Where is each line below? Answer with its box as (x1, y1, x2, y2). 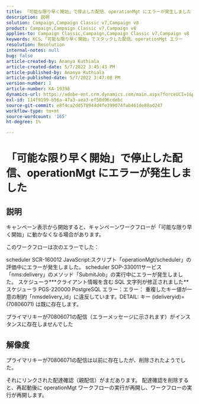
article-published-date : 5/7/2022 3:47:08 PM (6, 75, 120, 81)
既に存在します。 (40, 301, 82, 308)
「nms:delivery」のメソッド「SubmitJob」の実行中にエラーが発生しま (6, 271, 178, 278)
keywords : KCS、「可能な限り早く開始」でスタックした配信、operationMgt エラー (6, 36, 184, 42)
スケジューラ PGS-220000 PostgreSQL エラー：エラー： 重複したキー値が (6, 286, 187, 293)
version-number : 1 (6, 81, 52, 87)
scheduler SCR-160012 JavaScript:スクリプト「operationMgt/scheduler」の (6, 256, 191, 263)
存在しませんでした (26, 321, 73, 328)
